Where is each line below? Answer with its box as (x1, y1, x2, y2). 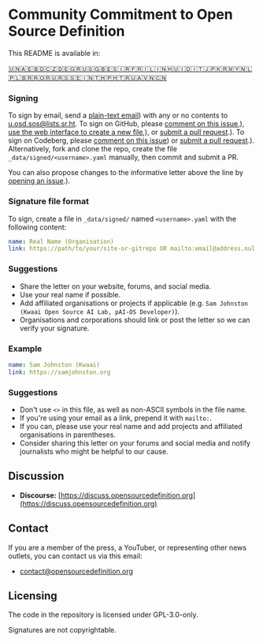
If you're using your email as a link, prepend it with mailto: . (19, 412, 213, 423)
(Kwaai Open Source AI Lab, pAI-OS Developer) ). (19, 306, 180, 316)
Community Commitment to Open (8, 6, 234, 24)
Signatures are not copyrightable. (8, 625, 117, 635)
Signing (8, 92, 39, 103)
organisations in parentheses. (19, 430, 117, 439)
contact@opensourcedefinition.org (19, 566, 134, 576)
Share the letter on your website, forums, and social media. (19, 282, 211, 291)
